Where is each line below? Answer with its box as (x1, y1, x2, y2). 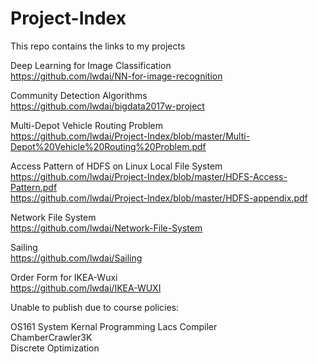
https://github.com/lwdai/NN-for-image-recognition (10, 70, 223, 82)
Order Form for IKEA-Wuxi (10, 271, 118, 283)
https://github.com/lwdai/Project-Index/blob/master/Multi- (10, 130, 251, 142)
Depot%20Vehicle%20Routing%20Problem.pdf (10, 140, 207, 152)
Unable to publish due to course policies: (10, 301, 180, 313)
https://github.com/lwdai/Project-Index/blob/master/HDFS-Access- (10, 170, 288, 182)
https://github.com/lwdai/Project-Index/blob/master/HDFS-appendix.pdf (10, 192, 308, 204)
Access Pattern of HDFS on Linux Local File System (10, 160, 223, 172)
